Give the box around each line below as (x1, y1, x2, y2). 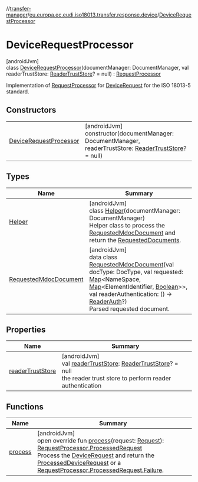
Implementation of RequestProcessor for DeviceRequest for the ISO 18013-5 (6, 82, 192, 89)
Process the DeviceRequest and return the (37, 451, 155, 460)
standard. (6, 88, 29, 95)
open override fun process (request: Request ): (37, 437, 164, 445)
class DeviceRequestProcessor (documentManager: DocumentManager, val (6, 64, 189, 71)
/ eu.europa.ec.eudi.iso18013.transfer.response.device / (27, 11, 160, 18)
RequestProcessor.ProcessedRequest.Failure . (37, 466, 164, 474)
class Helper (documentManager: (89, 206, 181, 214)
